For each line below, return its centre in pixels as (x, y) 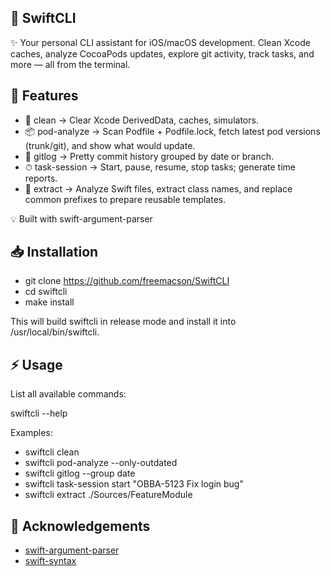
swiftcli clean (52, 452)
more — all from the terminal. (70, 64)
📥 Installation (54, 252)
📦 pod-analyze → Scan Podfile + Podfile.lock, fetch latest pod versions (172, 131)
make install (49, 302)
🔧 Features (44, 96)
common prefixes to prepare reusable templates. (125, 199)
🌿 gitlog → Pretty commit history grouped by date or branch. (149, 156)
